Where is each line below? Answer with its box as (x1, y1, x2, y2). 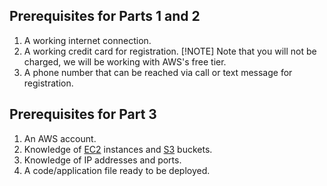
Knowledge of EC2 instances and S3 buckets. (23, 143, 213, 155)
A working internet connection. (23, 34, 152, 46)
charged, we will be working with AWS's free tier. (23, 55, 227, 68)
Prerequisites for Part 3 (9, 106, 157, 123)
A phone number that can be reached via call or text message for (23, 66, 293, 78)
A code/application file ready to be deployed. (23, 164, 211, 176)
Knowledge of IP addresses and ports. (23, 154, 182, 166)
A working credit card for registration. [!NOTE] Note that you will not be (23, 45, 317, 57)
